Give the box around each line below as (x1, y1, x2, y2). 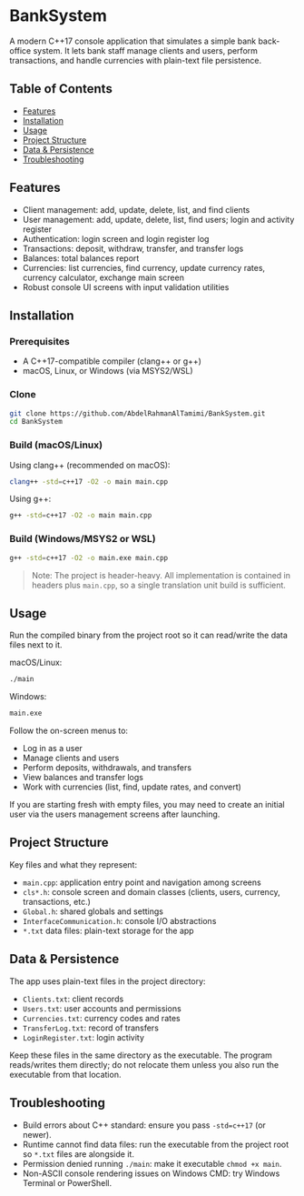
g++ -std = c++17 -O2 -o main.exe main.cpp (9, 553, 169, 562)
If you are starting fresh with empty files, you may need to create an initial (9, 799, 285, 810)
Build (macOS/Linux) (9, 438, 103, 451)
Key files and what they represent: (9, 859, 138, 869)
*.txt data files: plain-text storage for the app (22, 925, 194, 936)
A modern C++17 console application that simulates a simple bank (9, 35, 257, 46)
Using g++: (9, 493, 52, 505)
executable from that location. (9, 1069, 122, 1080)
